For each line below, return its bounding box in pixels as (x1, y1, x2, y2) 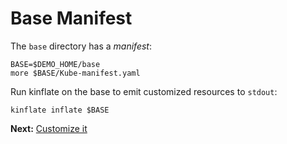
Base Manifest (10, 7, 133, 30)
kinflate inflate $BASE (10, 105, 110, 115)
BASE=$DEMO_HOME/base (10, 59, 101, 69)
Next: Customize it (10, 122, 88, 134)
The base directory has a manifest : (10, 40, 152, 52)
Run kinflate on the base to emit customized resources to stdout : (10, 85, 278, 97)
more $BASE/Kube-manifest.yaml (10, 68, 141, 78)
